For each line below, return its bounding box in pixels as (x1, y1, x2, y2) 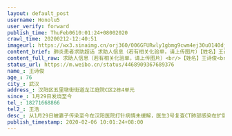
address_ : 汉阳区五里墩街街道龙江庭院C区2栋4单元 (7, 87, 135, 93)
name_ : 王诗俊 (7, 67, 45, 74)
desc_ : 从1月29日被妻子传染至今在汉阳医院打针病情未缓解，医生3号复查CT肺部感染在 (7, 112, 217, 119)
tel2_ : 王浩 (7, 106, 39, 113)
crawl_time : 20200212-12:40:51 (7, 36, 97, 43)
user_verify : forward (7, 23, 70, 30)
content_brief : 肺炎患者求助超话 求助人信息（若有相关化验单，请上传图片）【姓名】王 (7, 49, 224, 56)
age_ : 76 (7, 73, 32, 81)
